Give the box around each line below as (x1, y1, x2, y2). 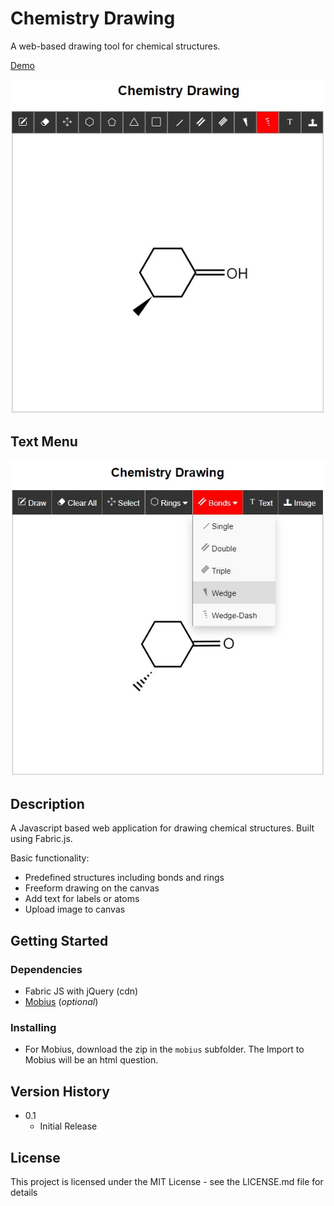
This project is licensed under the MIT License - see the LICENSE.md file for (10, 1176, 324, 1188)
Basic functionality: (10, 852, 90, 864)
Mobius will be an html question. (24, 1054, 159, 1066)
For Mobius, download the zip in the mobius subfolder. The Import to (24, 1043, 305, 1056)
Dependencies (10, 962, 83, 976)
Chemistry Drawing (10, 7, 176, 30)
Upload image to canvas (24, 903, 126, 916)
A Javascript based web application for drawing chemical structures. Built (10, 822, 315, 834)
